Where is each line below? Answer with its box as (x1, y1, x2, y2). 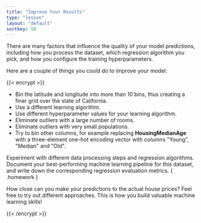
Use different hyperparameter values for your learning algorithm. (15, 110, 177, 117)
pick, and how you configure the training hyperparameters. (6, 55, 153, 63)
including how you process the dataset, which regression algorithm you (6, 49, 185, 57)
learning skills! (6, 198, 42, 205)
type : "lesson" (6, 15, 45, 21)
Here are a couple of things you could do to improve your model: (6, 67, 168, 75)
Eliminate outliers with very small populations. (15, 123, 130, 131)
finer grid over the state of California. (15, 97, 108, 105)
